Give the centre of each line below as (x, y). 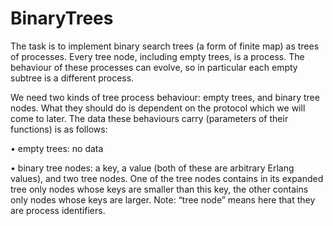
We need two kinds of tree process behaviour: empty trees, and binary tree (165, 97)
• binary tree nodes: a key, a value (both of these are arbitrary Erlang (152, 168)
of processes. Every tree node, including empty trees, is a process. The (157, 56)
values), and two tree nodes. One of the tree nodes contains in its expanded (167, 178)
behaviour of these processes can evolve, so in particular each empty (154, 67)
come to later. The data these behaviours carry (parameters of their (149, 118)
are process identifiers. (58, 210)
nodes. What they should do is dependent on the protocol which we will (158, 108)
